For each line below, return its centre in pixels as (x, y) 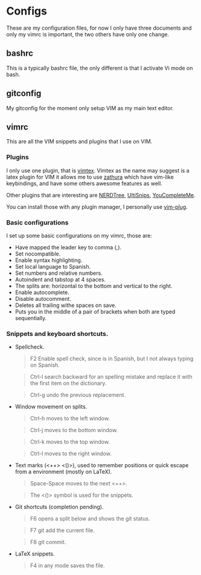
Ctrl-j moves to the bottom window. (74, 430)
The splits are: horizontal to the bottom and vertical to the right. (94, 286)
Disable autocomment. (43, 298)
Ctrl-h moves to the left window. (70, 418)
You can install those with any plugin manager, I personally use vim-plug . (97, 206)
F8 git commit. (48, 542)
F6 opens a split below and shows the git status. (90, 519)
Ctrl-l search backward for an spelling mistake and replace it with (111, 377)
